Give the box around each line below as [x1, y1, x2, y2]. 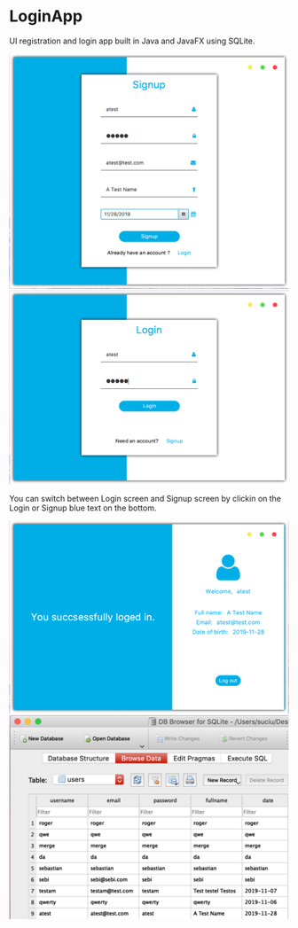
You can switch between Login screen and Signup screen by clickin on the [9, 493, 282, 503]
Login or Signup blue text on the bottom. [9, 503, 157, 513]
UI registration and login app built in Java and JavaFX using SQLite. [9, 35, 255, 46]
